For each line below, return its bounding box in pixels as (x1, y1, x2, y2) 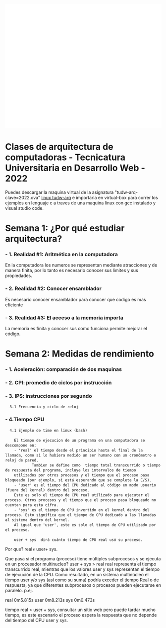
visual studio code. (5, 205, 44, 211)
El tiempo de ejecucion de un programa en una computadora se (14, 438, 145, 443)
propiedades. (5, 272, 32, 279)
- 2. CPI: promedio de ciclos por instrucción (5, 379, 112, 386)
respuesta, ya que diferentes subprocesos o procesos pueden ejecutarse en (5, 582, 162, 588)
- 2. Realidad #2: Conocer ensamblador (5, 285, 102, 292)
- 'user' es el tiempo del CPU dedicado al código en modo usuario (14, 482, 156, 488)
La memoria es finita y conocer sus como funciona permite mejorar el (5, 326, 147, 332)
